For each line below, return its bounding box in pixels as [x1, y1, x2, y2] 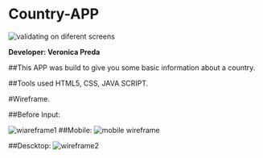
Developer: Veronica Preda [8, 47, 101, 56]
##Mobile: [58, 125, 92, 135]
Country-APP [8, 5, 99, 23]
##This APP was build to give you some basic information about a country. [8, 62, 256, 73]
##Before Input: [8, 110, 60, 119]
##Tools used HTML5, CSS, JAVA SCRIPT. [8, 78, 149, 88]
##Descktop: [8, 140, 51, 150]
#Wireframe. [8, 94, 51, 103]
